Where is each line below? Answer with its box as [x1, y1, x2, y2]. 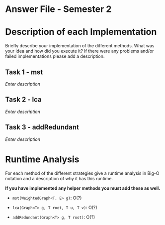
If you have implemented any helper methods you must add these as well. [5, 185, 161, 191]
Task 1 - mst [5, 68, 43, 76]
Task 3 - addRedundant [5, 123, 80, 131]
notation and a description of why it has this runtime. [5, 175, 113, 181]
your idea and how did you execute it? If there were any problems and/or [5, 48, 154, 54]
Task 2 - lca [5, 96, 42, 104]
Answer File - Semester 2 [5, 3, 112, 15]
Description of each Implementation [5, 26, 157, 38]
